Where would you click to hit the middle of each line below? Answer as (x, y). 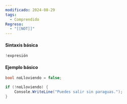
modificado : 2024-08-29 (30, 10)
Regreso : (14, 24)
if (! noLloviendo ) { (27, 87)
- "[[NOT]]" (22, 29)
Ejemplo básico (22, 67)
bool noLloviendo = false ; (34, 78)
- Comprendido (24, 19)
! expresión (17, 56)
